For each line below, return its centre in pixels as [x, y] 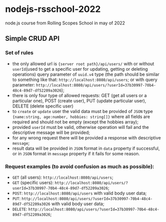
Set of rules [19, 53]
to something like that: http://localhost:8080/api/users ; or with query [85, 79]
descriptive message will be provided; [51, 132]
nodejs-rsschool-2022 [53, 9]
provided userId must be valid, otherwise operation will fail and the [81, 127]
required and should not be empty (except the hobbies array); [75, 122]
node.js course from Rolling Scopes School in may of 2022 [65, 23]
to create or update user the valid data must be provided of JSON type [83, 111]
